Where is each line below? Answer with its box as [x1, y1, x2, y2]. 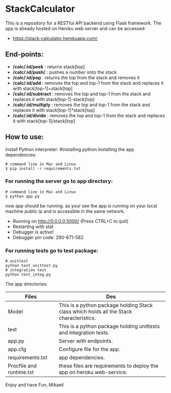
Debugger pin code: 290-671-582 [12, 234, 84, 240]
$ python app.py [5, 193, 40, 199]
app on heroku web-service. [59, 369, 128, 376]
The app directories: [5, 281, 48, 287]
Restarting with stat [12, 223, 54, 230]
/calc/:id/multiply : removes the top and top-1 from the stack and [12, 102, 150, 108]
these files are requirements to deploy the [59, 362, 159, 370]
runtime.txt [8, 369, 34, 376]
